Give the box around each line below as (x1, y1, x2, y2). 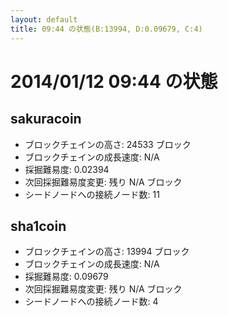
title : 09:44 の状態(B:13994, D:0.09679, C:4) (10, 24, 203, 34)
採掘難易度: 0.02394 (24, 163, 110, 175)
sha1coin (10, 217, 67, 235)
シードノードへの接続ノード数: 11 (24, 188, 160, 200)
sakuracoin (10, 111, 82, 128)
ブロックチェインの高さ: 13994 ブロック (24, 246, 190, 258)
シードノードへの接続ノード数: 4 (24, 296, 159, 308)
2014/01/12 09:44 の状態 (10, 70, 218, 93)
